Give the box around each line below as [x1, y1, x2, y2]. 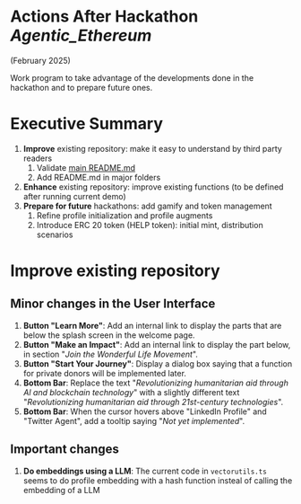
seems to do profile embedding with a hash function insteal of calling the [22, 474, 293, 486]
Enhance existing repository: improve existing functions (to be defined [22, 181, 284, 192]
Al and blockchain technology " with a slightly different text [22, 386, 240, 397]
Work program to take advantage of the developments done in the [10, 72, 254, 83]
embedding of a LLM [22, 484, 101, 495]
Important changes [10, 442, 120, 457]
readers [22, 153, 53, 164]
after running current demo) [22, 190, 126, 201]
